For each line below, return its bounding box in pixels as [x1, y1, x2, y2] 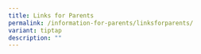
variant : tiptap [8, 26, 62, 34]
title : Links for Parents [8, 11, 94, 20]
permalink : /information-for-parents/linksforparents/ [8, 19, 194, 27]
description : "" [8, 33, 62, 42]
